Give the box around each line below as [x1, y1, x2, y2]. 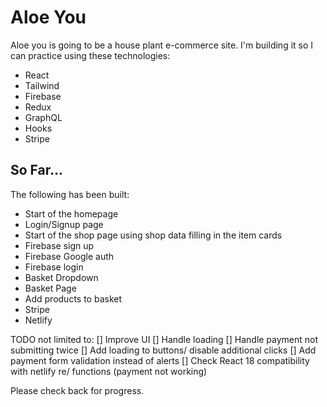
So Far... [10, 162, 64, 179]
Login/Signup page [24, 218, 104, 230]
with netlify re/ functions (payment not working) [10, 365, 208, 377]
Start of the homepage [24, 207, 119, 220]
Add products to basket [24, 292, 123, 305]
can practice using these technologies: [10, 49, 171, 61]
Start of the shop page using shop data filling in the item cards [24, 229, 283, 241]
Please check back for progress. [10, 384, 145, 396]
